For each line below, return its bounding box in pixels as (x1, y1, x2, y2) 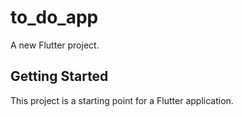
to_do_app (10, 6, 99, 29)
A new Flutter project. (10, 39, 100, 51)
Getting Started (10, 68, 109, 85)
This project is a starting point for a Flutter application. (10, 94, 234, 106)
